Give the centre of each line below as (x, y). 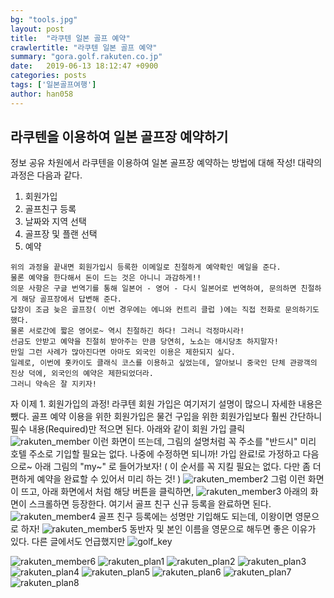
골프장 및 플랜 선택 (61, 234)
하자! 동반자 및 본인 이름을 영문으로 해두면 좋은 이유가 (168, 529)
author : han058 (42, 94)
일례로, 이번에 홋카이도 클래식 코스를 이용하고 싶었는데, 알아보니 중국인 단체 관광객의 (164, 363)
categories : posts (48, 76)
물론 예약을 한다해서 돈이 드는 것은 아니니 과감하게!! (106, 278)
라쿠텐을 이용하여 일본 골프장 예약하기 (119, 137)
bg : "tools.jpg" (44, 19)
